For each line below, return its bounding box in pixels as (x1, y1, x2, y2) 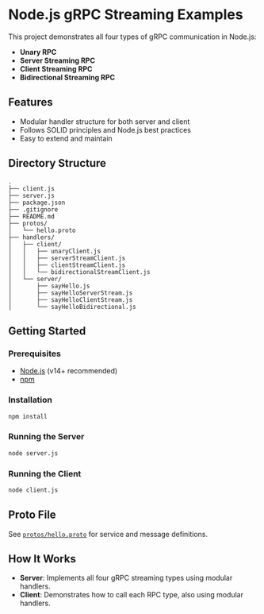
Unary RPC (19, 47, 57, 56)
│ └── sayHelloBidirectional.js (8, 303, 136, 311)
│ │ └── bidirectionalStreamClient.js (8, 268, 151, 276)
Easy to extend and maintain (19, 133, 113, 143)
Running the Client (8, 468, 82, 479)
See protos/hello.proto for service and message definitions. (8, 529, 209, 539)
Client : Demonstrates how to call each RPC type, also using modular (19, 590, 244, 600)
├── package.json (8, 199, 66, 207)
